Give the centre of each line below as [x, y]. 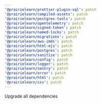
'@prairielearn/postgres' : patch [39, 50]
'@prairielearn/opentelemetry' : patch [44, 23]
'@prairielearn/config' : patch [36, 60]
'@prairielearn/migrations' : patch [41, 37]
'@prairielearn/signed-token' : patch [43, 28]
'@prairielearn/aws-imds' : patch [39, 42]
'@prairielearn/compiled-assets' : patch [46, 14]
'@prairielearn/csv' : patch [33, 82]
